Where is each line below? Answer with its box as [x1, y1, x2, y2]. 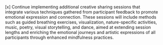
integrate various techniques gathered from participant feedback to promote [5, 9, 158, 15]
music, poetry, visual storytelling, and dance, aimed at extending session [5, 24, 151, 30]
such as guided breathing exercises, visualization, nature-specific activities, [5, 19, 157, 25]
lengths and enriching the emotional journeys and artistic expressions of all [5, 30, 156, 35]
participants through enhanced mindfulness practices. [5, 34, 114, 40]
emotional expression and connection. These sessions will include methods [5, 14, 157, 20]
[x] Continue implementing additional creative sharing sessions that [5, 4, 140, 10]
